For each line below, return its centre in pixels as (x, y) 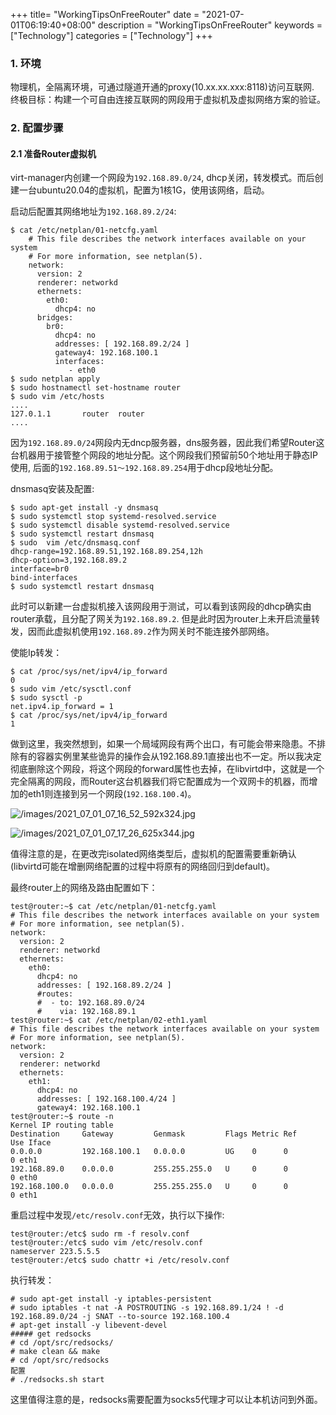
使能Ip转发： (36, 653)
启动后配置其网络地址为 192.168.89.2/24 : (93, 211)
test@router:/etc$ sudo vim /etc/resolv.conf (106, 1243)
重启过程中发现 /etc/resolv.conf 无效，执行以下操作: (117, 1215)
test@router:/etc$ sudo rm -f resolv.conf (100, 1234)
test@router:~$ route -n (62, 1117)
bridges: (55, 318)
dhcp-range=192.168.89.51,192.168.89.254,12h (106, 552)
